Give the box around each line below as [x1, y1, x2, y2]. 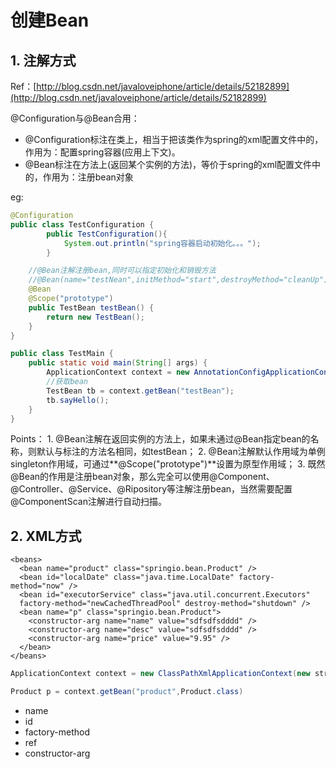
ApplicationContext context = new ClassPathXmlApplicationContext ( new [10, 669, 311, 679]
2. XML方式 [10, 527, 82, 545]
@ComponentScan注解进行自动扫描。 [10, 496, 167, 508]
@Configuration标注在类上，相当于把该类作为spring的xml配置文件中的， [24, 134, 324, 145]
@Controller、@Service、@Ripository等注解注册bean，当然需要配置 [10, 483, 293, 495]
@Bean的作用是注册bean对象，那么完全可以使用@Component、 [10, 471, 275, 483]
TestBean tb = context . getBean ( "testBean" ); [46, 386, 235, 396]
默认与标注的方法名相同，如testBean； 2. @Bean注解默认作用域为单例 [36, 446, 326, 458]
